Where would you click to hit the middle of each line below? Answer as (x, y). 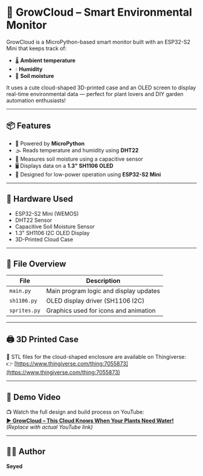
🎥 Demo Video (34, 397)
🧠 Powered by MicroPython (50, 143)
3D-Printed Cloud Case (44, 239)
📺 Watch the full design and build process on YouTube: (75, 412)
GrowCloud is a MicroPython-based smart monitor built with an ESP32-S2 (98, 42)
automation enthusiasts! (36, 100)
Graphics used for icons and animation (101, 310)
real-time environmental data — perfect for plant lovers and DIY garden (95, 94)
